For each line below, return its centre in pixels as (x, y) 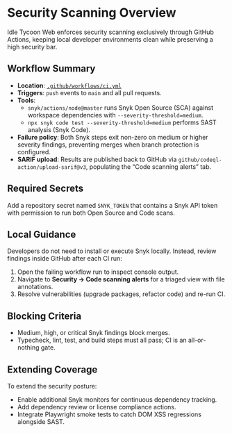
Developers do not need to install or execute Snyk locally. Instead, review (112, 251)
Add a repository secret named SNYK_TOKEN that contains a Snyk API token (113, 205)
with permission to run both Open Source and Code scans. (91, 213)
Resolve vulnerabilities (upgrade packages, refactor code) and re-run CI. (121, 294)
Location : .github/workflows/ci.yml (69, 85)
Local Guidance (42, 234)
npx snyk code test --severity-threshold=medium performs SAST (122, 122)
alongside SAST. (41, 422)
